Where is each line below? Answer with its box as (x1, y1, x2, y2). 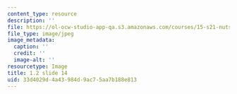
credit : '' (13, 50, 46, 57)
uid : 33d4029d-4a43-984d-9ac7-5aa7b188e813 (7, 76, 138, 83)
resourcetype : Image (7, 63, 68, 70)
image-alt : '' (13, 57, 55, 64)
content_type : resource (7, 10, 78, 18)
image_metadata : (7, 37, 55, 44)
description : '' (7, 17, 55, 24)
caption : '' (13, 43, 49, 50)
